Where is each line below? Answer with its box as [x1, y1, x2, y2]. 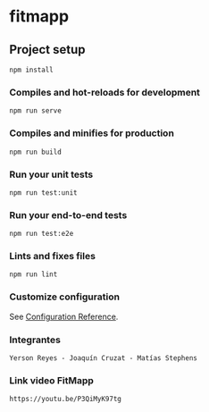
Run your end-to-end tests [9, 208, 128, 221]
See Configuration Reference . [9, 311, 119, 322]
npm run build [9, 147, 63, 156]
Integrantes [9, 333, 61, 346]
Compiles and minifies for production [9, 127, 174, 139]
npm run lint [9, 270, 58, 279]
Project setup [9, 42, 87, 57]
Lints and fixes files [9, 250, 96, 263]
